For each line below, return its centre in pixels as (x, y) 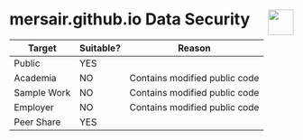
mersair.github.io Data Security (130, 19)
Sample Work (42, 92)
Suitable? (101, 48)
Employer (34, 107)
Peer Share (37, 122)
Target (42, 48)
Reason (194, 48)
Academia (35, 78)
